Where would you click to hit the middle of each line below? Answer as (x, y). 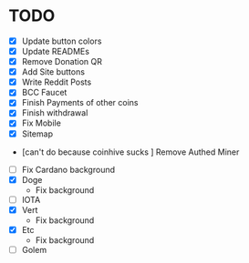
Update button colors (62, 41)
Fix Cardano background (68, 169)
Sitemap (37, 134)
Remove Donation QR (62, 62)
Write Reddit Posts (57, 82)
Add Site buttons (53, 72)
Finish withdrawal (55, 113)
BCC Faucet (44, 93)
